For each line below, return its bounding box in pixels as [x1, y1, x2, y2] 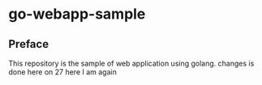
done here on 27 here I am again [8, 67, 118, 77]
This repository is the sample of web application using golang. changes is [8, 58, 255, 68]
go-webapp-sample [8, 5, 146, 23]
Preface [8, 37, 49, 51]
